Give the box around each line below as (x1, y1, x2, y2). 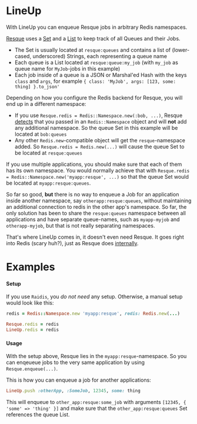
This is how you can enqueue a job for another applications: (6, 376, 151, 383)
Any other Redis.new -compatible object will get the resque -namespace (14, 136, 185, 143)
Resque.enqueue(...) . (6, 365, 58, 372)
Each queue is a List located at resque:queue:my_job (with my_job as (14, 59, 178, 66)
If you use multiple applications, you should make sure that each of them (6, 161, 182, 168)
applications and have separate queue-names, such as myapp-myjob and (6, 216, 181, 223)
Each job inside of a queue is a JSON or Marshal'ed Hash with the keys (14, 71, 187, 78)
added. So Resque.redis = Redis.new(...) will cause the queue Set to (14, 143, 185, 150)
